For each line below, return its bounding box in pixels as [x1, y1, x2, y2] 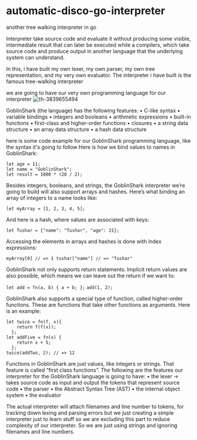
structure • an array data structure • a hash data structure [6, 126, 147, 133]
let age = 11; [6, 161, 41, 167]
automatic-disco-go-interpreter [6, 4, 166, 18]
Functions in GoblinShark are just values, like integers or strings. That [6, 360, 175, 367]
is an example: [6, 307, 41, 314]
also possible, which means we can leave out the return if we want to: [6, 272, 175, 279]
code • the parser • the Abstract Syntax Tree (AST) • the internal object [6, 385, 181, 392]
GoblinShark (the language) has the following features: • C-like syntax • [6, 107, 181, 114]
